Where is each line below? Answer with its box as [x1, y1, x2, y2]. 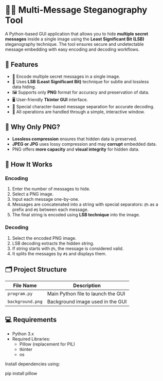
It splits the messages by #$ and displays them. [12, 250, 107, 256]
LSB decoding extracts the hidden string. [12, 240, 94, 246]
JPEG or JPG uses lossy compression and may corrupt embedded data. [12, 141, 157, 147]
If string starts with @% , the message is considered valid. [12, 246, 124, 251]
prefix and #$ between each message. [12, 207, 89, 212]
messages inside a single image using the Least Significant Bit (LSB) [5, 36, 145, 42]
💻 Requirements [5, 315, 57, 324]
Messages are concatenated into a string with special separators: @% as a [12, 202, 159, 208]
